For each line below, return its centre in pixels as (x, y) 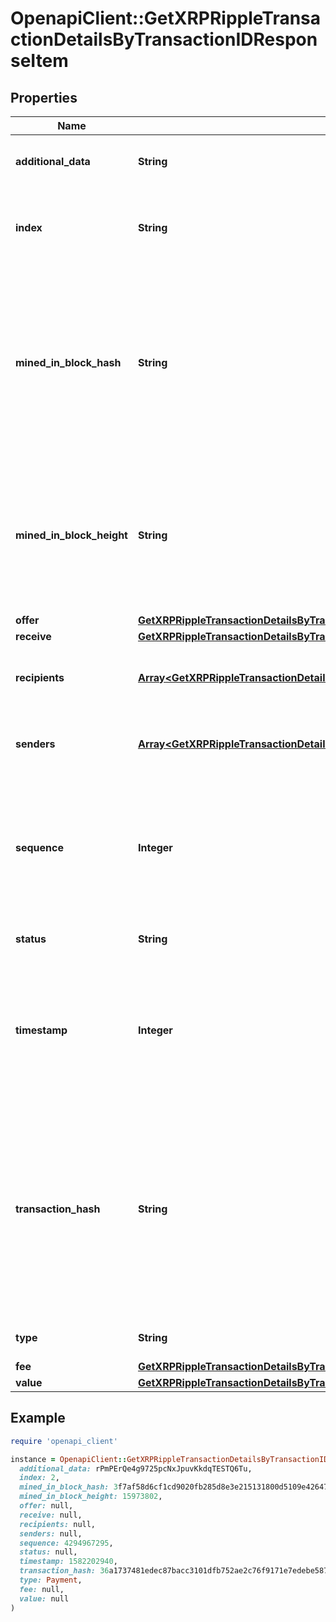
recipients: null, (58, 1524)
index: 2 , (39, 1478)
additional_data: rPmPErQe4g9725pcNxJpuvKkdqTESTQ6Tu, (136, 1468)
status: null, (48, 1552)
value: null (44, 1598)
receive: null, (51, 1515)
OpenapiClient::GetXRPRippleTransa (166, 18)
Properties (44, 97)
